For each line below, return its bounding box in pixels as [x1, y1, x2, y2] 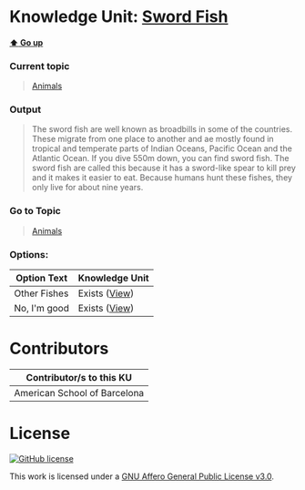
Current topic [9, 59, 70, 72]
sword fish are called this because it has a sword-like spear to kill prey [31, 162, 296, 174]
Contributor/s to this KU [25, 371, 133, 383]
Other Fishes [14, 287, 69, 300]
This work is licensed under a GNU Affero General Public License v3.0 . [9, 471, 275, 482]
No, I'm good [14, 301, 70, 314]
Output [9, 103, 42, 116]
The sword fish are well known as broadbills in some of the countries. [31, 124, 293, 135]
